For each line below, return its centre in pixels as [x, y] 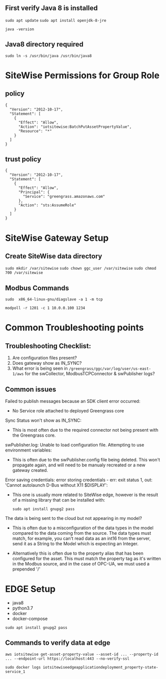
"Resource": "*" [35, 131]
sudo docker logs [23, 667]
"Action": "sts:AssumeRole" [47, 205]
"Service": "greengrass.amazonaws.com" [64, 197]
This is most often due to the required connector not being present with [85, 430]
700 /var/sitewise [24, 273]
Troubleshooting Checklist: [48, 346]
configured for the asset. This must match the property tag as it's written [86, 559]
